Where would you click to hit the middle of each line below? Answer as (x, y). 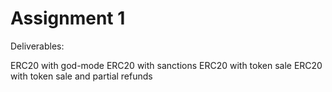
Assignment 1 (68, 18)
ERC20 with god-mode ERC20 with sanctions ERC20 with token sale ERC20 (166, 65)
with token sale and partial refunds (81, 76)
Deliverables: (37, 46)
